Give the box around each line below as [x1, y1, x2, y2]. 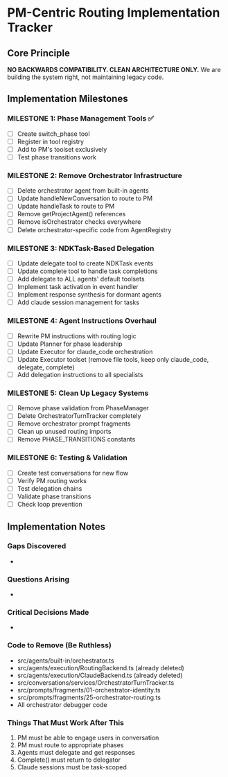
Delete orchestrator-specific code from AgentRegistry [17, 225, 172, 234]
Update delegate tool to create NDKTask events [17, 259, 154, 268]
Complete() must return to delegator [17, 756, 121, 764]
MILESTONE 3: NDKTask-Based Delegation [7, 243, 155, 253]
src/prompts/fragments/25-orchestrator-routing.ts [17, 693, 161, 701]
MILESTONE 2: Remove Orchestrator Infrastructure [7, 171, 182, 180]
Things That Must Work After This [7, 717, 125, 727]
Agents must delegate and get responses [17, 748, 135, 756]
